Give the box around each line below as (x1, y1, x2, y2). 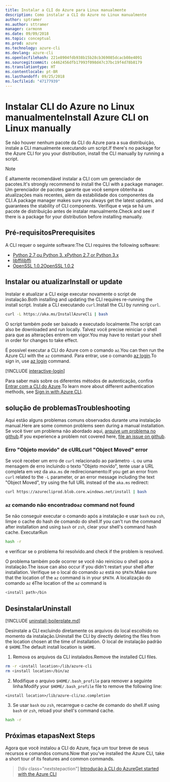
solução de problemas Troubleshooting (5, 403, 131, 412)
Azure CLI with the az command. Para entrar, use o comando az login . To (5, 353, 157, 359)
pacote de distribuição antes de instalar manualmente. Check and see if (5, 208, 155, 214)
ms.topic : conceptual (5, 36, 51, 41)
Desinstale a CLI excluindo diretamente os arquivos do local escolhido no (5, 628, 159, 634)
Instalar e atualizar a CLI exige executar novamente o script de (5, 291, 136, 297)
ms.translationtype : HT (5, 64, 56, 70)
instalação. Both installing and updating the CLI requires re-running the (5, 296, 153, 303)
